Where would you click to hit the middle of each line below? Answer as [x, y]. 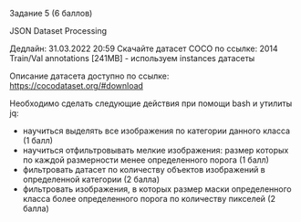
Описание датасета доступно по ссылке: [89, 76]
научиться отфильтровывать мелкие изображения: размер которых [156, 150]
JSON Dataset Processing [58, 31]
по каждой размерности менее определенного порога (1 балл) [145, 160]
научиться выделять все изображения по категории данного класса [156, 131]
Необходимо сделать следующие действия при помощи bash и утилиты [151, 103]
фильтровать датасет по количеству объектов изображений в [144, 169]
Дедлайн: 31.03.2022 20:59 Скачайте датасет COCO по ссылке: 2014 [144, 48]
